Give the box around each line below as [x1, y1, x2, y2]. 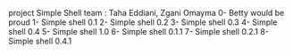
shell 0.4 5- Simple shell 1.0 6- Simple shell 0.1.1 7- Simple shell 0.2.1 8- [8, 27, 270, 36]
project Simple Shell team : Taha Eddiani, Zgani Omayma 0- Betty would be [8, 8, 285, 18]
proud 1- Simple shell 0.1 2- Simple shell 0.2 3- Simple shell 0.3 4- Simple [8, 17, 278, 27]
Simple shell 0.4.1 [8, 35, 72, 46]
